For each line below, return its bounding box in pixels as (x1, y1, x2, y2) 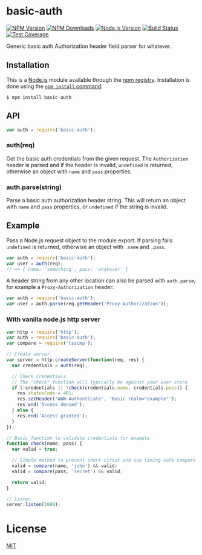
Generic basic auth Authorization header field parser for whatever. (6, 42, 172, 50)
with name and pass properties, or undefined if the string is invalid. (6, 203, 168, 210)
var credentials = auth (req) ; (11, 362, 88, 368)
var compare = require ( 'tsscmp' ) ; (6, 341, 94, 347)
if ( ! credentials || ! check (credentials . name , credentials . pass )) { (11, 385, 188, 391)
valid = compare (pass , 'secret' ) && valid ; (11, 468, 123, 474)
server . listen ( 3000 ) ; (6, 502, 61, 508)
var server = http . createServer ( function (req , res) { (6, 357, 145, 363)
